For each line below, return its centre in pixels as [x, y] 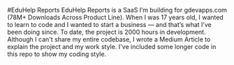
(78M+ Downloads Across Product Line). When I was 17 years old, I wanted [115, 17]
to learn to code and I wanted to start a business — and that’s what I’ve [109, 25]
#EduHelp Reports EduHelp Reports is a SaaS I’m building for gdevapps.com [117, 10]
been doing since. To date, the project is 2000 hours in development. [107, 32]
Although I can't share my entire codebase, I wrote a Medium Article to [109, 39]
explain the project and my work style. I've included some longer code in [112, 47]
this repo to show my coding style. [57, 54]
